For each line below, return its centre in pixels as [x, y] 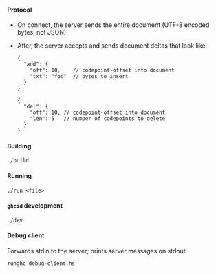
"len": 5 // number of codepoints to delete [98, 119]
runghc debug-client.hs [41, 264]
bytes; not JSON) [42, 32]
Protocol [20, 10]
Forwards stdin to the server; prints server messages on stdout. [97, 251]
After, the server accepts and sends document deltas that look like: [112, 46]
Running [20, 176]
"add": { [36, 65]
